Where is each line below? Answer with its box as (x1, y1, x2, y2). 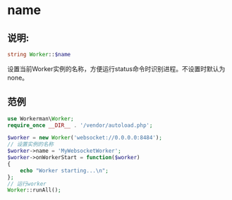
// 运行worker (7, 180, 47, 187)
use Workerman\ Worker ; (7, 115, 74, 122)
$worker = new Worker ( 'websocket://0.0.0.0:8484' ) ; (7, 135, 162, 142)
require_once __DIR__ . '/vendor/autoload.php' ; (7, 122, 153, 129)
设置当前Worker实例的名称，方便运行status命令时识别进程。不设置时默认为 (7, 64, 226, 73)
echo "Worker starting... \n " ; (20, 167, 109, 174)
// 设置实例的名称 (7, 141, 54, 148)
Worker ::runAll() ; (7, 187, 61, 194)
